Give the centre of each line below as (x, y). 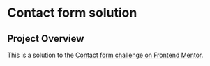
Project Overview (46, 39)
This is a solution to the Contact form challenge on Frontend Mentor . (105, 55)
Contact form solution (72, 13)
